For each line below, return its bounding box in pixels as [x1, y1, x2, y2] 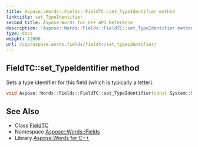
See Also [6, 106, 39, 116]
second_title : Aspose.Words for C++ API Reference [6, 19, 133, 25]
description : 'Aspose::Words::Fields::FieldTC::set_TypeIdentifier [6, 25, 176, 31]
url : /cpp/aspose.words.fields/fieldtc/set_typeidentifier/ [6, 42, 157, 48]
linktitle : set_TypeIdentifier [6, 14, 83, 20]
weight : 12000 [6, 36, 41, 42]
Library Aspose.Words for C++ [14, 135, 90, 142]
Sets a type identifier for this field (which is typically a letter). [6, 79, 154, 86]
